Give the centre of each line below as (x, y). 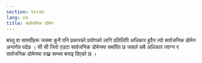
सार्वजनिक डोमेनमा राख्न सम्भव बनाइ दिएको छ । (51, 54)
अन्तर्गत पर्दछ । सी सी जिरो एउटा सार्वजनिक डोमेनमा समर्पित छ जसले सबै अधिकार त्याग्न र (92, 47)
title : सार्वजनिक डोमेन (30, 23)
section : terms (26, 12)
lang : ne (17, 18)
